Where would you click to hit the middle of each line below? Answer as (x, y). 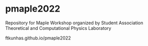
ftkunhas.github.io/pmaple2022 (38, 38)
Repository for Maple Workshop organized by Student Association (74, 23)
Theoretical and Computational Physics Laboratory (58, 28)
